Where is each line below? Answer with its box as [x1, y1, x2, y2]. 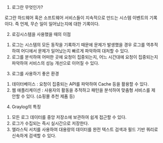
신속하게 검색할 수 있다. [11, 133, 57, 139]
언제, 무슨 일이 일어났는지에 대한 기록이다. [20, 21, 100, 27]
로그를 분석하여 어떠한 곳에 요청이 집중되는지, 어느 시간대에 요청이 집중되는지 [11, 54, 159, 60]
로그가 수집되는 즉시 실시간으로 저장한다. [11, 120, 89, 126]
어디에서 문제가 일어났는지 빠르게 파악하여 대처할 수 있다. [21, 48, 130, 54]
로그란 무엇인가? [11, 4, 44, 10]
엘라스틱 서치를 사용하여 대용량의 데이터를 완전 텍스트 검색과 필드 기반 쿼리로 [11, 127, 159, 132]
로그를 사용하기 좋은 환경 [11, 71, 59, 76]
